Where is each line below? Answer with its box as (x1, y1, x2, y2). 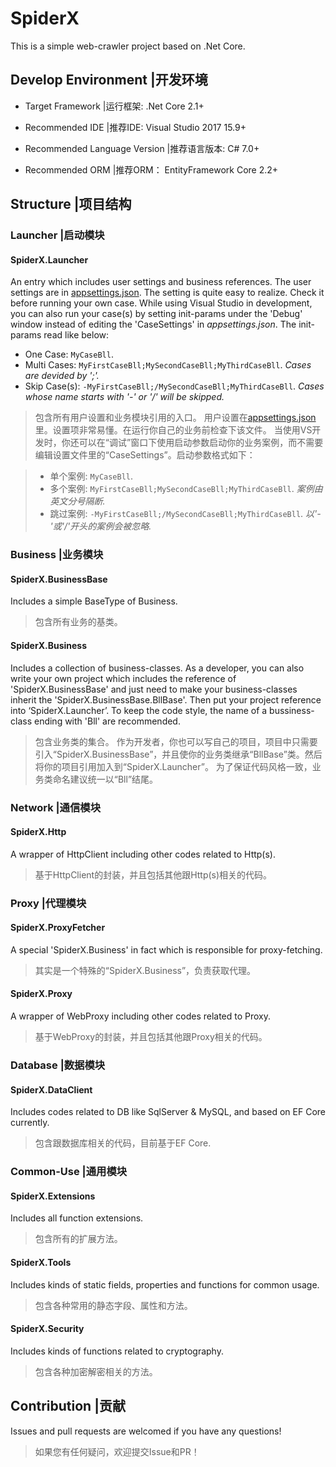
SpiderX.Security (10, 1323, 85, 1335)
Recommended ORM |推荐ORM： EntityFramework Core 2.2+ (24, 163, 279, 176)
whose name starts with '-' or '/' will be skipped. (24, 391, 225, 403)
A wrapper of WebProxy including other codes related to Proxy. (10, 1010, 272, 1022)
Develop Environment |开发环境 (10, 72, 208, 89)
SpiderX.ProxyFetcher (10, 922, 106, 934)
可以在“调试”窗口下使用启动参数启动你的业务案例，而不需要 (78, 437, 324, 449)
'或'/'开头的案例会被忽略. (49, 520, 152, 532)
